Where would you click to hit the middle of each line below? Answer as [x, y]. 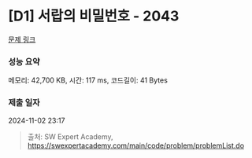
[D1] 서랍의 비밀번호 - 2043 [94, 16]
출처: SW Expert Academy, [70, 136]
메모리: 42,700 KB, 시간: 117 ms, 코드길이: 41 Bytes [88, 80]
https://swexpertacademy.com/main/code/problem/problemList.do [136, 145]
